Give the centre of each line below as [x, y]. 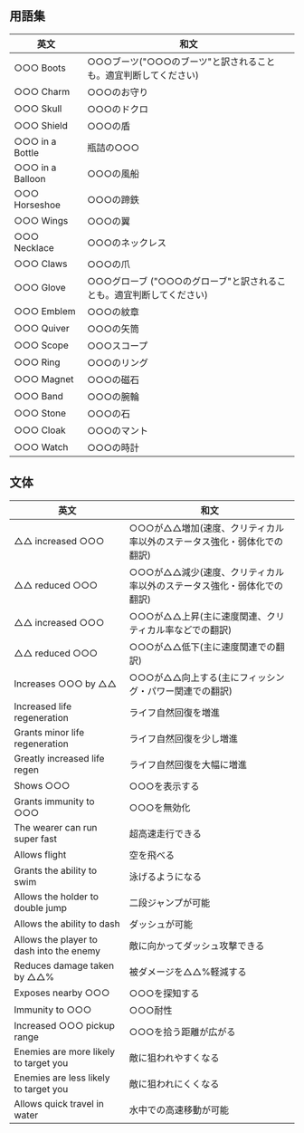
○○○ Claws [41, 264]
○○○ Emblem [45, 311]
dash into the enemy [57, 951]
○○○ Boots [40, 68]
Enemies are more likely [65, 1051]
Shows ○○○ [42, 785]
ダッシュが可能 [161, 924]
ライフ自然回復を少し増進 [183, 738]
